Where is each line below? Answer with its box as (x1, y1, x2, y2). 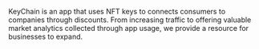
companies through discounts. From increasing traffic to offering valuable (8, 15, 252, 24)
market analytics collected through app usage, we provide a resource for (8, 24, 249, 32)
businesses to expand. (8, 32, 83, 41)
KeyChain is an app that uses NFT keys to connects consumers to (8, 7, 226, 16)
